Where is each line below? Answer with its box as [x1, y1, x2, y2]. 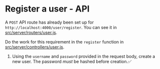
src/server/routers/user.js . [5, 29, 57, 35]
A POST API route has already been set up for [5, 19, 94, 25]
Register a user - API [5, 3, 90, 14]
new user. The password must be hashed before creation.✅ [12, 58, 132, 64]
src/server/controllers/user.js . [5, 44, 65, 50]
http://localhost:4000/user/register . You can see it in [5, 24, 117, 30]
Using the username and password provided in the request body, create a [12, 53, 156, 59]
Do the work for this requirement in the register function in [5, 39, 124, 44]
